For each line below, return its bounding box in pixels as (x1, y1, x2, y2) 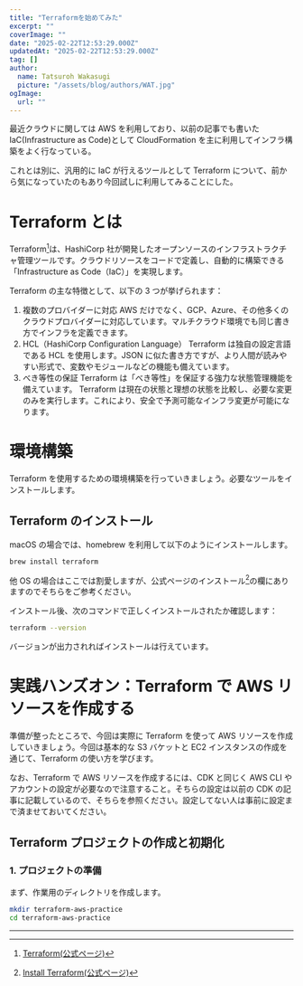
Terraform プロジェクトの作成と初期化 (9, 835, 225, 850)
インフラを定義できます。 (38, 327, 133, 337)
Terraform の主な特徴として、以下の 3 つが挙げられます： (9, 285, 224, 296)
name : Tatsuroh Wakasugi (17, 72, 111, 81)
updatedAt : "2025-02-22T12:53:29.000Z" (9, 47, 160, 56)
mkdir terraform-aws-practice (9, 905, 124, 914)
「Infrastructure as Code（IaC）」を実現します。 (9, 266, 188, 277)
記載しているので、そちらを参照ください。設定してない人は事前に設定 (24, 795, 286, 806)
